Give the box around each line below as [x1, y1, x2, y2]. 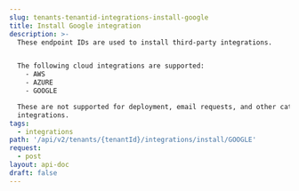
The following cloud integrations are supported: [17, 61, 205, 71]
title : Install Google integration [9, 21, 141, 30]
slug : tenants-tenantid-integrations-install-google [9, 12, 209, 22]
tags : [9, 119, 29, 128]
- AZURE [25, 78, 53, 87]
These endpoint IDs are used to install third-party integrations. [17, 37, 273, 47]
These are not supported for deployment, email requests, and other [17, 102, 277, 111]
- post [17, 152, 42, 161]
